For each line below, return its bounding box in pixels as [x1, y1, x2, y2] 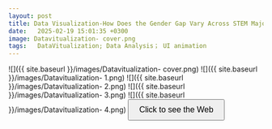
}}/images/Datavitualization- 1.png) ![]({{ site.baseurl [8, 73, 184, 83]
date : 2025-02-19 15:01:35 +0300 [8, 27, 129, 35]
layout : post [8, 11, 53, 20]
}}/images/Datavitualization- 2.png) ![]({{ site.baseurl [8, 82, 185, 92]
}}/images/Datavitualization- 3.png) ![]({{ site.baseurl [8, 90, 185, 100]
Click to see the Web [138, 105, 214, 114]
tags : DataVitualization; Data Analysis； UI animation [8, 42, 207, 50]
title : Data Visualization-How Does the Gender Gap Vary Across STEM [8, 19, 249, 28]
